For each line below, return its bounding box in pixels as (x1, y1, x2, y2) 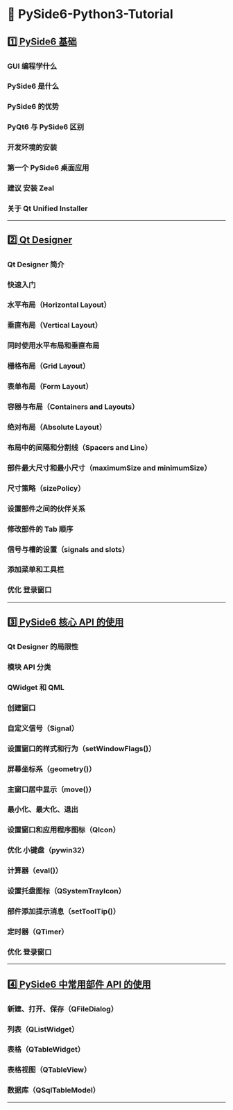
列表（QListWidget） (7, 1024, 79, 1034)
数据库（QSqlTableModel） (7, 1086, 101, 1095)
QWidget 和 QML (7, 682, 64, 692)
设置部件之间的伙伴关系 (7, 503, 85, 513)
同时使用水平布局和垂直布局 (7, 341, 100, 351)
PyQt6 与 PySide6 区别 (7, 122, 85, 132)
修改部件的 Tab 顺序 (7, 524, 74, 534)
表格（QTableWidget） (7, 1045, 85, 1054)
